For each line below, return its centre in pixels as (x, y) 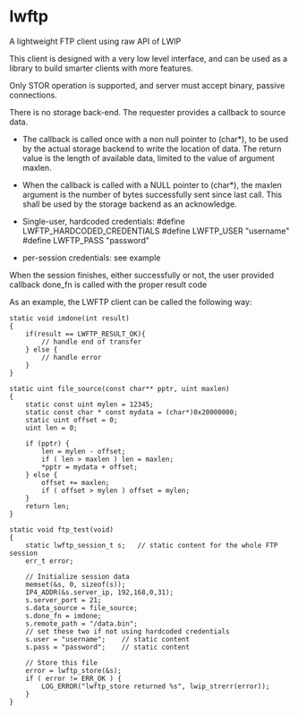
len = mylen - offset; (84, 451)
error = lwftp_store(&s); (74, 670)
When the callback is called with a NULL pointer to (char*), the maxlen (152, 184)
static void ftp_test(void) (62, 530)
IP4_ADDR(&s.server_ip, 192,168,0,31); (100, 592)
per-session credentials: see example (91, 258)
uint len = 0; (51, 428)
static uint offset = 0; (72, 420)
